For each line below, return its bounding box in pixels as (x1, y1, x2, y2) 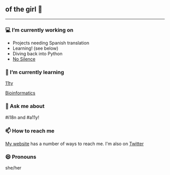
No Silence (12, 56, 36, 62)
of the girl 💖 (5, 5, 42, 14)
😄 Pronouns (5, 153, 36, 160)
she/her (5, 165, 22, 171)
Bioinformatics (5, 90, 35, 96)
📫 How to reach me (5, 127, 55, 134)
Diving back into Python (12, 51, 63, 57)
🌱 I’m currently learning (5, 69, 64, 76)
